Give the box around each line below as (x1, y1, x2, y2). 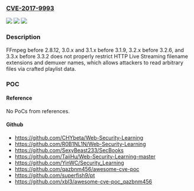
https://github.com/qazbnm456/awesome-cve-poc (14, 165, 140, 172)
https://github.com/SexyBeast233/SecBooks (14, 146, 124, 154)
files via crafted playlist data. (6, 65, 76, 72)
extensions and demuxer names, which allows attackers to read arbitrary (6, 59, 183, 66)
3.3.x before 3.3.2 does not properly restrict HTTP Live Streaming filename (6, 52, 188, 60)
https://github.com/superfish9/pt (14, 172, 95, 179)
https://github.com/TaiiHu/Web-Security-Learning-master (14, 153, 156, 160)
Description (6, 33, 41, 41)
